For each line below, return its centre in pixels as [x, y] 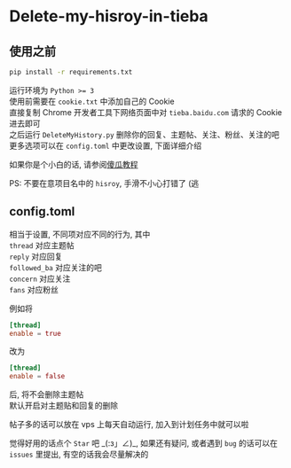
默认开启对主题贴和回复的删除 [63, 406]
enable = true [35, 333]
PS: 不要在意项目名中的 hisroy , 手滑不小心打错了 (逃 [104, 183]
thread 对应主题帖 [42, 245]
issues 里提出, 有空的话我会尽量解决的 [79, 455]
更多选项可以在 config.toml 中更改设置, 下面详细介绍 [106, 145]
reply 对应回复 [36, 256]
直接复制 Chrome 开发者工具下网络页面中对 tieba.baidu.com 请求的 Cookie [145, 112]
